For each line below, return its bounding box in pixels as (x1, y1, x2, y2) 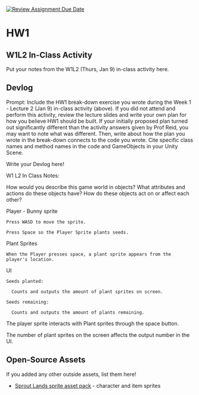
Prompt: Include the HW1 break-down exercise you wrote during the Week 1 (6, 98, 191, 106)
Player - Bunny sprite (6, 208, 58, 215)
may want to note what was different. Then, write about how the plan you (6, 130, 185, 137)
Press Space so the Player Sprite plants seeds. (6, 229, 129, 235)
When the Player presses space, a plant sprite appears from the (6, 251, 171, 257)
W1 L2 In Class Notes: (6, 172, 59, 179)
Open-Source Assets (6, 355, 86, 365)
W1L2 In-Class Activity (6, 50, 93, 60)
